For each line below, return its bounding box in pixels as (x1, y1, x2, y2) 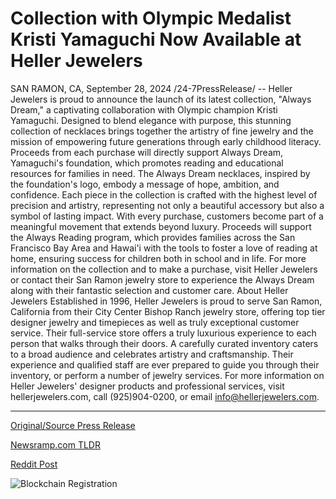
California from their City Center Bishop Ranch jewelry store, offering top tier (10, 305, 326, 317)
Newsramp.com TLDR (10, 438, 101, 451)
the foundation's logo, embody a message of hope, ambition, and (10, 178, 280, 190)
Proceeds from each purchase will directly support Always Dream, (10, 146, 284, 158)
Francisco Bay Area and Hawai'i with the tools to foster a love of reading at (10, 242, 318, 254)
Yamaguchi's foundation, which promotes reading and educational (10, 157, 284, 169)
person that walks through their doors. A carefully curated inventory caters (10, 337, 319, 349)
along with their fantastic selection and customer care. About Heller (10, 284, 289, 296)
